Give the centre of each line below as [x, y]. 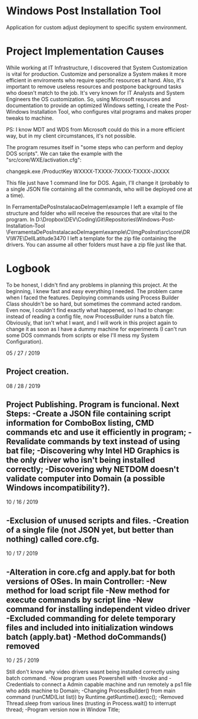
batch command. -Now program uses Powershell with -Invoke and [87, 678]
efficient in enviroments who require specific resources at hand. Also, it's [95, 80]
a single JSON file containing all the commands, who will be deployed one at [99, 189]
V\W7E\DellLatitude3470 [36, 238]
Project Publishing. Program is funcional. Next [93, 405]
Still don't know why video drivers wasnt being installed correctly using [93, 672]
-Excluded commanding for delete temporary [91, 618]
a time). [15, 195]
